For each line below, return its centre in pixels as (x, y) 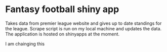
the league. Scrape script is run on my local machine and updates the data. (83, 28)
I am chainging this (25, 43)
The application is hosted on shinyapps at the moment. (62, 34)
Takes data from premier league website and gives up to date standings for (83, 23)
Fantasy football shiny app (62, 9)
